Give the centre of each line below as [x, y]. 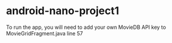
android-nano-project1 [63, 11]
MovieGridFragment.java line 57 [45, 33]
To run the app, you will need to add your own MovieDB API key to [86, 27]
